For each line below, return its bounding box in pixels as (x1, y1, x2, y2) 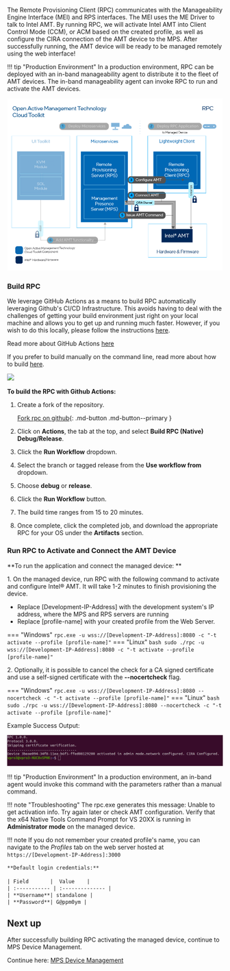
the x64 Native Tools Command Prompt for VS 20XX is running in (7, 815, 191, 824)
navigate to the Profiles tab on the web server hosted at (7, 843, 164, 852)
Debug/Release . (16, 434, 64, 443)
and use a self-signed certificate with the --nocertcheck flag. (7, 673, 181, 681)
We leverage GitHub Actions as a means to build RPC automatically (7, 297, 196, 306)
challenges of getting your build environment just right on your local (7, 312, 199, 320)
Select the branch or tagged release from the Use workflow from (16, 461, 202, 469)
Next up (7, 918, 42, 929)
